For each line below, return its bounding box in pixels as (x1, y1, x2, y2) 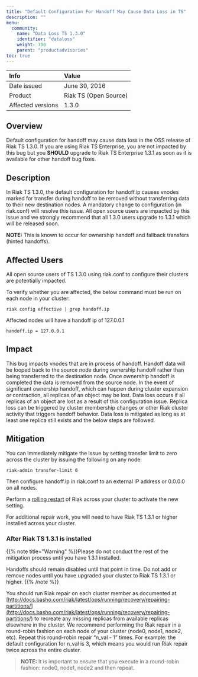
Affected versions (9, 101, 59, 109)
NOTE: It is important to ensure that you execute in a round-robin (20, 657, 179, 665)
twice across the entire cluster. (6, 646, 82, 653)
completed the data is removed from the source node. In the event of (6, 379, 174, 386)
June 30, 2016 (64, 81, 106, 90)
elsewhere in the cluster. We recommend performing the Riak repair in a (6, 621, 181, 628)
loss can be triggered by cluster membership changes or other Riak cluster (6, 404, 189, 411)
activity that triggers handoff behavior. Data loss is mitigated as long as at (6, 410, 186, 417)
